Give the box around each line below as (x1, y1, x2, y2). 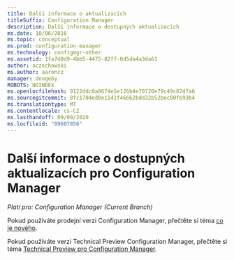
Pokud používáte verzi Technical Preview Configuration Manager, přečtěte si (7, 238, 228, 246)
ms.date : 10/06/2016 (7, 29, 68, 37)
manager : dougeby (7, 75, 58, 82)
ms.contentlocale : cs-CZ (7, 107, 80, 114)
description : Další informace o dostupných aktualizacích (7, 23, 180, 30)
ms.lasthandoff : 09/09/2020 (7, 114, 89, 121)
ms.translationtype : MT (7, 101, 77, 108)
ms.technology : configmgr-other (7, 49, 101, 56)
